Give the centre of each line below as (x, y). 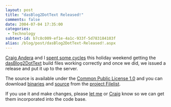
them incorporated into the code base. (46, 99)
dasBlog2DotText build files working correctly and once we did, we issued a (85, 63)
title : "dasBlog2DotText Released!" (44, 15)
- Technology (22, 34)
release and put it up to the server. (42, 68)
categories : (18, 29)
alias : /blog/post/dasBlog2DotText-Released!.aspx (61, 43)
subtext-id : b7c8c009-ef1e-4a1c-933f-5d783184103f (61, 39)
